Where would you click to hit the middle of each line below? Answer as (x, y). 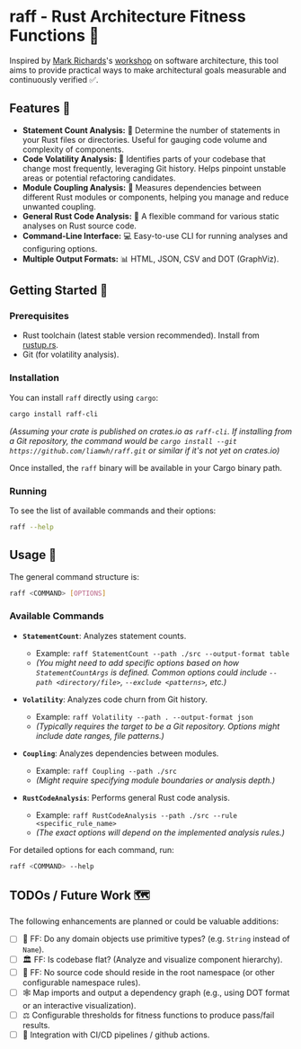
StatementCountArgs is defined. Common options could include (151, 672)
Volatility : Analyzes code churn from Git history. (115, 699)
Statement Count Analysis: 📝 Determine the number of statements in (151, 130)
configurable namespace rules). (81, 982)
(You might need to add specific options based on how (137, 662)
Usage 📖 (33, 555)
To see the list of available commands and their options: (113, 511)
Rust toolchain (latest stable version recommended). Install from (141, 335)
